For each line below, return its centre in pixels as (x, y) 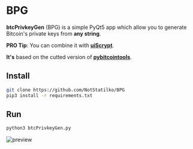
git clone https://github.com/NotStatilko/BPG (66, 90)
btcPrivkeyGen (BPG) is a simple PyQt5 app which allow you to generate (96, 27)
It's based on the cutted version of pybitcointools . (69, 57)
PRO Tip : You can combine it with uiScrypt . (60, 45)
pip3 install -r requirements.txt (50, 95)
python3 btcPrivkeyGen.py (38, 128)
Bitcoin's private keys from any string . (54, 33)
